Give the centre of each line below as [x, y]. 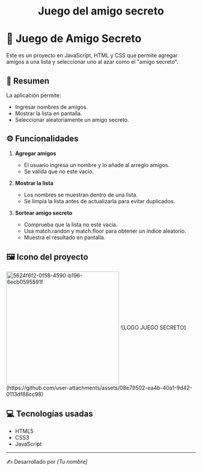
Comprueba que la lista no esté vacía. [71, 224]
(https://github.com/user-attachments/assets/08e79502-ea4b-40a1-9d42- [99, 388]
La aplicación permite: [34, 95]
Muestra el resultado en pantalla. [65, 237]
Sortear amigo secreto [44, 213]
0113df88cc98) [25, 394]
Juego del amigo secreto [101, 11]
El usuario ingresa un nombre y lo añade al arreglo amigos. [97, 165]
